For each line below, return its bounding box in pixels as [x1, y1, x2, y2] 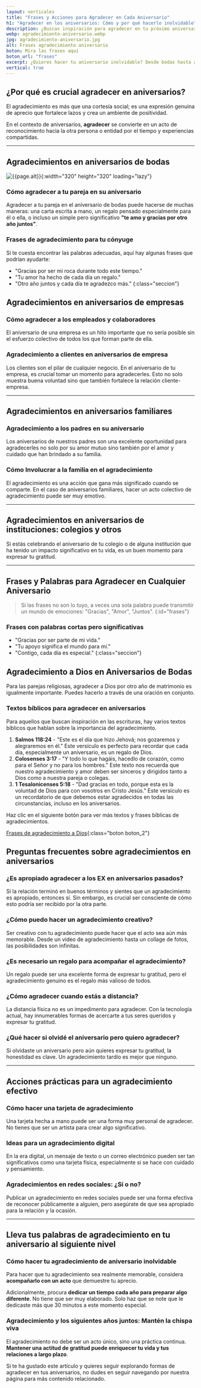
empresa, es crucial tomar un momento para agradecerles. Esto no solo [6, 370, 183, 377]
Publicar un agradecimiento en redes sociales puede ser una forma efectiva [6, 1194, 193, 1201]
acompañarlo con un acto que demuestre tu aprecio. [6, 1277, 138, 1285]
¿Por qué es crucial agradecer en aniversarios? [6, 87, 186, 97]
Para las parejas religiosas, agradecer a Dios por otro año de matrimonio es [6, 683, 192, 690]
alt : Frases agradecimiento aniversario [6, 43, 109, 49]
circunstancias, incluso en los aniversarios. [14, 800, 121, 807]
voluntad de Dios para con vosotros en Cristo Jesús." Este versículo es [14, 787, 190, 794]
